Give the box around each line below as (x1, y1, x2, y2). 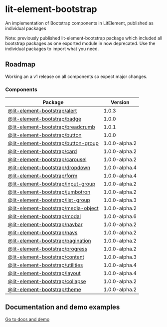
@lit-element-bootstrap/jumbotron (7, 188, 91, 195)
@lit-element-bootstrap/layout (7, 270, 81, 277)
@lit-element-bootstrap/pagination (7, 237, 91, 244)
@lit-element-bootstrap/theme (7, 286, 81, 293)
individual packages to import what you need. (5, 45, 99, 51)
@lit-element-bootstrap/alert (7, 107, 77, 114)
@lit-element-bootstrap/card (7, 148, 77, 155)
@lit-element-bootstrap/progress (7, 245, 87, 252)
